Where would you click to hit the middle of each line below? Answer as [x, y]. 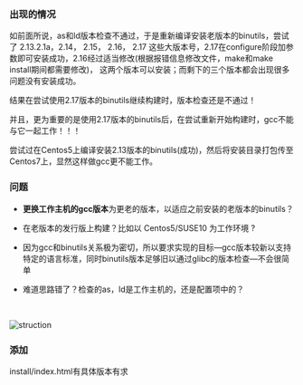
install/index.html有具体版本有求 [69, 371]
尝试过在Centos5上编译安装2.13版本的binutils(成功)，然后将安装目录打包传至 [151, 150]
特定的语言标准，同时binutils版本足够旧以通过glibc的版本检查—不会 [148, 258]
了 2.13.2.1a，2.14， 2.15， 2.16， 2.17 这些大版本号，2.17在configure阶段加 [148, 47]
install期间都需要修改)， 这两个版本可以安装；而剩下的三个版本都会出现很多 [150, 70]
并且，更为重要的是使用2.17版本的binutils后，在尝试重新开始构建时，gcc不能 [151, 120]
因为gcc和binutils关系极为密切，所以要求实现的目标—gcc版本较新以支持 [157, 247]
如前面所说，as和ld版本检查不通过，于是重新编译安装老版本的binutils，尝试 [149, 36]
